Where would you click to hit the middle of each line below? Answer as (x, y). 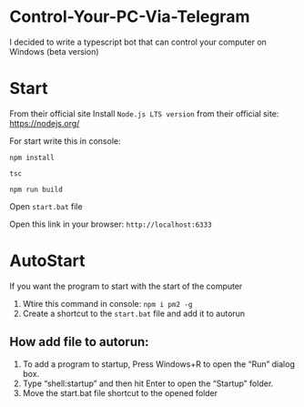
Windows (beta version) (54, 51)
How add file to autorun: (79, 342)
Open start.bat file (46, 206)
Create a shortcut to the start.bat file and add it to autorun (134, 313)
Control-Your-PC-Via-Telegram (130, 17)
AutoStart (47, 261)
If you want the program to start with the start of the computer (126, 286)
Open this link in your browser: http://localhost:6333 (111, 224)
